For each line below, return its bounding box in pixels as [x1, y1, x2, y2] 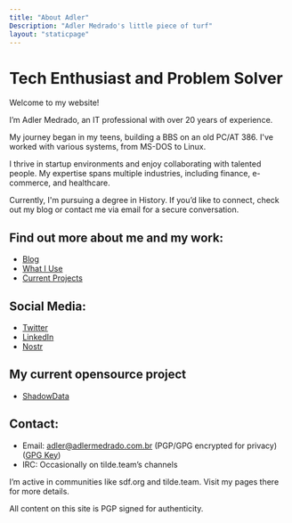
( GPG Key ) [21, 449, 61, 460]
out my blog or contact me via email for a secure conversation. [9, 204, 239, 215]
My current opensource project [9, 367, 187, 382]
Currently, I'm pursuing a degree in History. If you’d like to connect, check [9, 195, 280, 206]
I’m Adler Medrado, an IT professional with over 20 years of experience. [9, 115, 273, 126]
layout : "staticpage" [9, 29, 90, 38]
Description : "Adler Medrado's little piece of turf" [9, 21, 214, 30]
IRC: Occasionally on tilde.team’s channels [21, 459, 178, 470]
